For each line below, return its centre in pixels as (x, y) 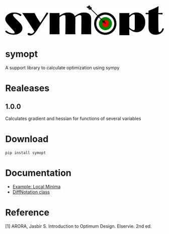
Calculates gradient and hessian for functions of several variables (73, 119)
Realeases (27, 88)
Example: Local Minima (36, 187)
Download (27, 139)
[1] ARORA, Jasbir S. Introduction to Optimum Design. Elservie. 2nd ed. (78, 226)
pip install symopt (26, 153)
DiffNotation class (31, 192)
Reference (27, 212)
